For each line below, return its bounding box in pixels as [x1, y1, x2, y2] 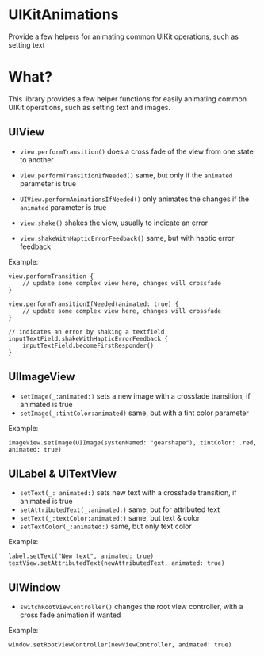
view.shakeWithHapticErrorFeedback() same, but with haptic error [19, 233, 235, 242]
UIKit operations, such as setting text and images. [8, 102, 170, 112]
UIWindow [8, 581, 61, 594]
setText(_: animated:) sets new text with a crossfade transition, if [19, 488, 237, 498]
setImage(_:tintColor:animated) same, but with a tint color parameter [19, 408, 250, 418]
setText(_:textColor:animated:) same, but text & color [19, 513, 201, 523]
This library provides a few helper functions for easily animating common [8, 93, 247, 104]
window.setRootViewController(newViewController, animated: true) [8, 641, 232, 649]
